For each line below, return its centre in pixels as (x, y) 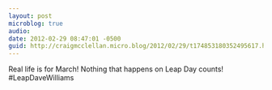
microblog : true (36, 24)
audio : (19, 31)
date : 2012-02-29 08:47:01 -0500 (65, 39)
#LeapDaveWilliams (41, 78)
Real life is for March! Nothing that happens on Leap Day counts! (116, 69)
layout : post (30, 16)
